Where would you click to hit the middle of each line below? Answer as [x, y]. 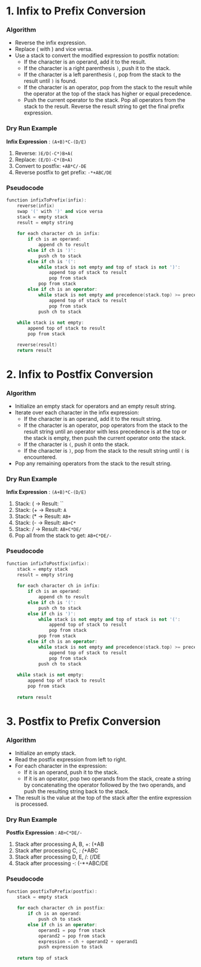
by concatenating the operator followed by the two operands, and [105, 785]
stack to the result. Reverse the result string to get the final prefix [104, 107]
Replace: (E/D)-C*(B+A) [44, 159]
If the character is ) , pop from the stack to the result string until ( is [106, 451]
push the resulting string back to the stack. [77, 791]
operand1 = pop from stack [72, 930]
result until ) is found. [50, 81]
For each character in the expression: [61, 766]
